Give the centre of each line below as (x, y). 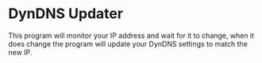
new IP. (20, 52)
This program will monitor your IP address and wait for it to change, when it (131, 35)
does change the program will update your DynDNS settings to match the (128, 43)
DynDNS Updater (66, 14)
